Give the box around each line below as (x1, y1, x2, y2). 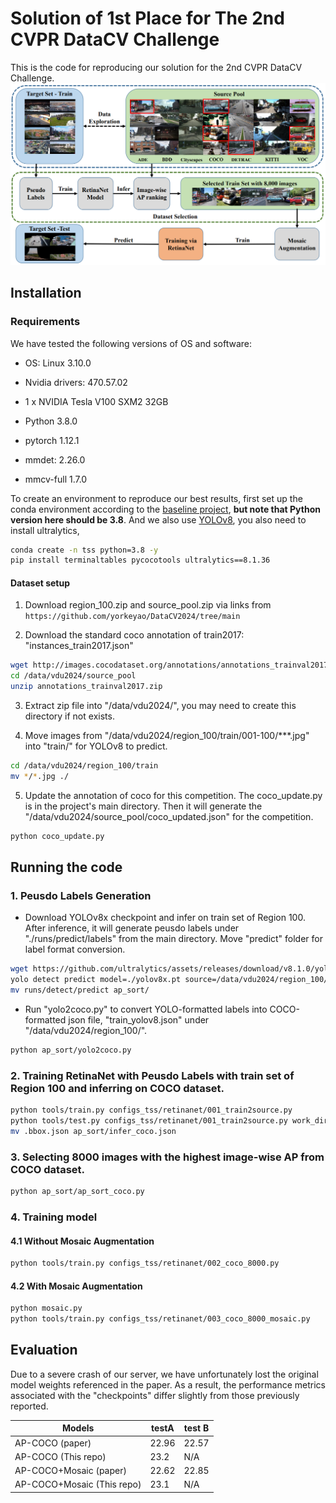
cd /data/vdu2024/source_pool (10, 671, 137, 681)
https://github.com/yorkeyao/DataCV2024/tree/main (24, 612, 241, 622)
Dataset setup (10, 577, 71, 589)
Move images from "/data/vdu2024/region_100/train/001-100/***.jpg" (24, 730, 310, 742)
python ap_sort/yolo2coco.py (10, 1045, 132, 1056)
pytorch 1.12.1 (24, 434, 80, 446)
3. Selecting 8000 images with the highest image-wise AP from (10, 1150, 325, 1164)
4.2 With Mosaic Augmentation (10, 1280, 143, 1292)
